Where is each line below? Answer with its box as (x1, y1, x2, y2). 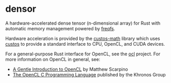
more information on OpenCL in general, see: (5, 56, 101, 62)
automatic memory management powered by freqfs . (5, 25, 115, 31)
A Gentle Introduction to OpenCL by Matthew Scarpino (12, 66, 128, 72)
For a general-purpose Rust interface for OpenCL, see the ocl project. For (5, 51, 160, 57)
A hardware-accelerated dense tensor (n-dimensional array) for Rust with (5, 20, 161, 26)
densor (5, 3, 37, 15)
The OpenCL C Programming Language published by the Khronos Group (12, 71, 166, 77)
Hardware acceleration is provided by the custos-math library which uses (5, 35, 160, 42)
